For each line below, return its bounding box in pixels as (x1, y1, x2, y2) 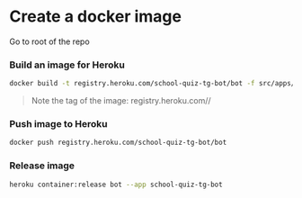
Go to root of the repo (9, 36, 90, 47)
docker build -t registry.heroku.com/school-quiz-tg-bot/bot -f (9, 79, 255, 88)
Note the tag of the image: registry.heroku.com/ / (31, 95, 211, 106)
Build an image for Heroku (9, 58, 126, 71)
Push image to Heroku (9, 118, 108, 130)
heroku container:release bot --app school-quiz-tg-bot (9, 180, 223, 189)
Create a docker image (9, 6, 182, 27)
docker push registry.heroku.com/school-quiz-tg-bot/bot (9, 138, 227, 148)
